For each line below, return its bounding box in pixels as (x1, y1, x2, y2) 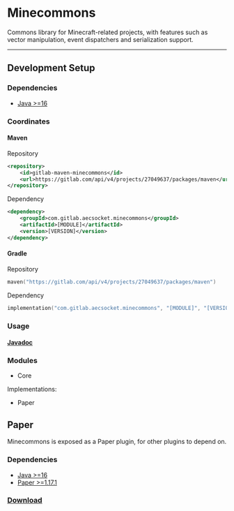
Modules (7, 356, 38, 366)
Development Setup (7, 62, 95, 74)
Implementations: (7, 385, 57, 394)
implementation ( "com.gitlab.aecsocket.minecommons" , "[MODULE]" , (7, 304, 201, 311)
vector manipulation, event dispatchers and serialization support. (7, 35, 194, 43)
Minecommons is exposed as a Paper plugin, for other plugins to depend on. (7, 438, 227, 446)
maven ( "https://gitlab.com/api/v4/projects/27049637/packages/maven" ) (7, 278, 217, 286)
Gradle (7, 249, 28, 258)
